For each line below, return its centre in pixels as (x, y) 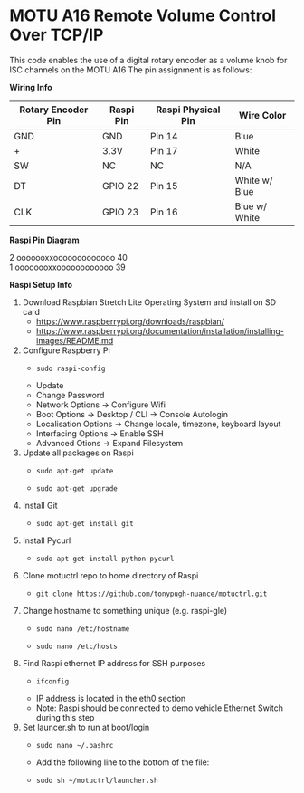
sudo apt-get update (75, 471)
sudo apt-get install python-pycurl (105, 559)
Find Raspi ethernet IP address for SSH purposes (114, 663)
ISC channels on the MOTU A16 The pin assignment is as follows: (131, 70)
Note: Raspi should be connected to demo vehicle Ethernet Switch (159, 708)
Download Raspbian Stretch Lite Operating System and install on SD (149, 302)
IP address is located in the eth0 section (111, 698)
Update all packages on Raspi (78, 453)
